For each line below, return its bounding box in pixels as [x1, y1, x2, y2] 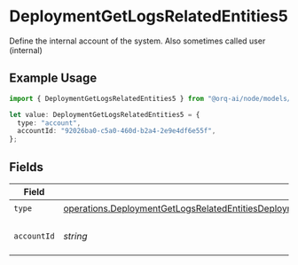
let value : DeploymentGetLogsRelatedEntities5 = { [9, 110, 200, 119]
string [63, 230, 88, 242]
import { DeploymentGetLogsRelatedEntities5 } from [9, 94, 204, 103]
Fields [9, 160, 44, 175]
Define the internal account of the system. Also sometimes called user [9, 35, 266, 46]
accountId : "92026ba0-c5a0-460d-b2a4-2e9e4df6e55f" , [17, 127, 216, 136]
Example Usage [9, 71, 98, 86]
